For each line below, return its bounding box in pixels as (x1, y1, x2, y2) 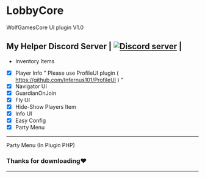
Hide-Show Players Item (15, 103, 76, 110)
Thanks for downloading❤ (6, 157, 87, 165)
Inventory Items (15, 57, 55, 64)
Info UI (15, 110, 32, 117)
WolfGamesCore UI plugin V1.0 (6, 24, 84, 31)
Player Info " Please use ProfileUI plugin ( (15, 69, 119, 77)
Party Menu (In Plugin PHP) (6, 142, 75, 149)
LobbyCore (6, 4, 64, 18)
